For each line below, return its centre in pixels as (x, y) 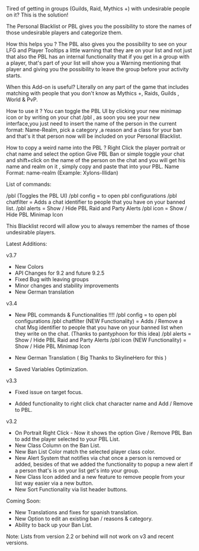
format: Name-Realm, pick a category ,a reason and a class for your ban (94, 130)
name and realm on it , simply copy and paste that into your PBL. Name (93, 166)
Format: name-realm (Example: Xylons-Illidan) (62, 173)
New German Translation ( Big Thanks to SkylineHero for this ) (91, 358)
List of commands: (29, 184)
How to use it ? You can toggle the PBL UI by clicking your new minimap (94, 111)
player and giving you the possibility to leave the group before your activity (97, 69)
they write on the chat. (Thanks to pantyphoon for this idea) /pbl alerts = (103, 333)
